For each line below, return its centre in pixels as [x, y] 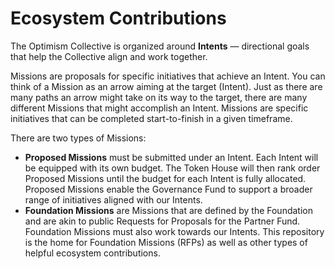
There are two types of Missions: [78, 138]
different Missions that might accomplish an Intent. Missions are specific [159, 108]
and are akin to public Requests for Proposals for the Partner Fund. [162, 221]
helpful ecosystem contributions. [92, 253]
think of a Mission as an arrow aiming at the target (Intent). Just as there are [166, 86]
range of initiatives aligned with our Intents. [113, 199]
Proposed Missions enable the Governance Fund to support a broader [168, 189]
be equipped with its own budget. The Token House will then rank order [172, 168]
